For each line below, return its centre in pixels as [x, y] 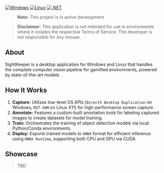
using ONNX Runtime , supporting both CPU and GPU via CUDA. [74, 139]
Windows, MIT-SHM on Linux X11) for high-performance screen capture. [83, 107]
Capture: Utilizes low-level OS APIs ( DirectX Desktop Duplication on [82, 102]
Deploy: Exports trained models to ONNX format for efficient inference [81, 133]
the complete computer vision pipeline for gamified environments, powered [81, 69]
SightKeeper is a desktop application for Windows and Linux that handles [79, 64]
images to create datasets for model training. [57, 117]
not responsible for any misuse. [49, 37]
